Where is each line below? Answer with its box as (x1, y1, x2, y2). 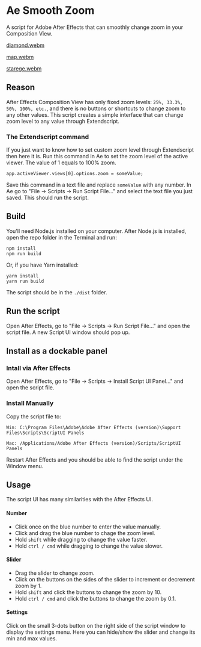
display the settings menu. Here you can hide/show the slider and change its (6, 628, 196, 636)
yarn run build (6, 278, 44, 284)
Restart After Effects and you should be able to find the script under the (6, 456, 183, 463)
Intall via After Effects (6, 364, 71, 372)
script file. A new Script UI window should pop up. (6, 329, 130, 336)
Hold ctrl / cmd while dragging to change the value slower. (14, 542, 163, 549)
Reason (6, 82, 35, 93)
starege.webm (6, 64, 42, 72)
